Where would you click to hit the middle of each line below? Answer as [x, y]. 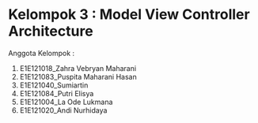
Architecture [51, 31]
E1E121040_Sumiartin [54, 85]
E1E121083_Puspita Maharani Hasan [78, 76]
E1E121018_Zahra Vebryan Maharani [78, 68]
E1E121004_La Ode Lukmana [66, 102]
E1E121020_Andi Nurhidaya [63, 110]
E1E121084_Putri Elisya [57, 93]
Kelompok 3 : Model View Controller [129, 15]
